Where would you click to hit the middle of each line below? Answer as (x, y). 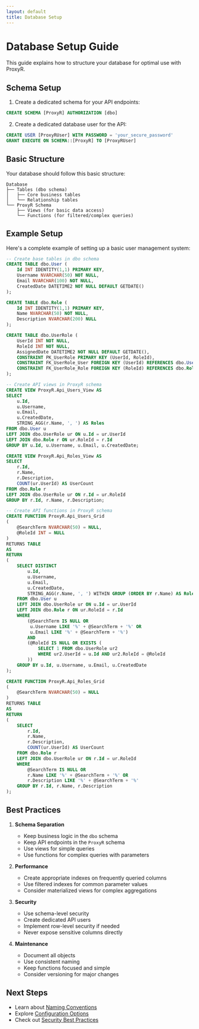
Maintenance (31, 944)
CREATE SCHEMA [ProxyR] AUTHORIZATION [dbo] (62, 113)
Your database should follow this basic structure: (66, 173)
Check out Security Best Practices (57, 1020)
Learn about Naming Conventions (56, 1007)
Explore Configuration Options (52, 1013)
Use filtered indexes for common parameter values (86, 884)
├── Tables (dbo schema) (37, 189)
